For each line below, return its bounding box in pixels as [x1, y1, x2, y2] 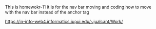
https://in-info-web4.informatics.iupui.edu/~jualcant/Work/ [5, 19, 123, 24]
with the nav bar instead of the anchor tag [5, 9, 89, 15]
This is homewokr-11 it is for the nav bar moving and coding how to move [5, 4, 152, 10]
